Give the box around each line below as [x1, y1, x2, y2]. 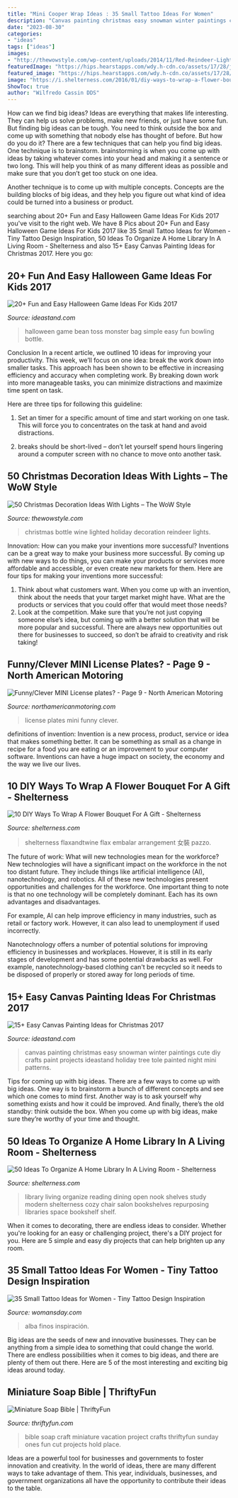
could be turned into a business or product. [7, 198, 134, 206]
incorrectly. [7, 926, 41, 935]
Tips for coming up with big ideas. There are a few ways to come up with [7, 1077, 220, 1086]
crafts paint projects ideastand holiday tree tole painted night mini [24, 1056, 217, 1064]
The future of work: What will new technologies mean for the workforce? [7, 852, 220, 861]
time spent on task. [7, 385, 64, 394]
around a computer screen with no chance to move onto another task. [17, 449, 222, 458]
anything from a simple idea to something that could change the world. [7, 1343, 214, 1351]
